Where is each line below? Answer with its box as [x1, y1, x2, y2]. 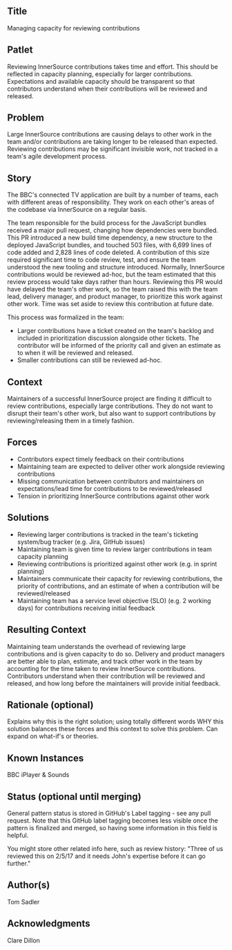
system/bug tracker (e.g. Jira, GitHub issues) [17, 537, 146, 546]
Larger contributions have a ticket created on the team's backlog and [17, 327, 214, 335]
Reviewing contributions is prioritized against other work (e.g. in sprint [17, 559, 217, 568]
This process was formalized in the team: [7, 313, 124, 321]
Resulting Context [7, 624, 86, 636]
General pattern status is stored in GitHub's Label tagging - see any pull [7, 809, 211, 817]
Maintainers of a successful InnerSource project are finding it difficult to [7, 395, 212, 403]
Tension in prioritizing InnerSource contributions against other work [17, 492, 210, 500]
